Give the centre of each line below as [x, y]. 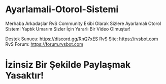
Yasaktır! [25, 76]
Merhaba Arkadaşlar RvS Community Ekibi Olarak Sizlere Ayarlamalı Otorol [83, 23]
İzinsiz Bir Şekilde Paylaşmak [68, 65]
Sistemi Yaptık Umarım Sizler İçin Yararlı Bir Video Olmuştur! [68, 29]
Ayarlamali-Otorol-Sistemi [62, 9]
